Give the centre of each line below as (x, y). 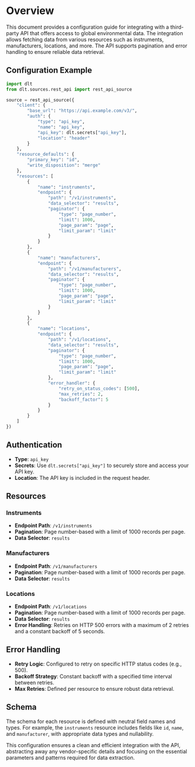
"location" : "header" (64, 138)
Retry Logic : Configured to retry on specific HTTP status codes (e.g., (98, 664)
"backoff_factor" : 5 (83, 400)
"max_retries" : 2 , (81, 394)
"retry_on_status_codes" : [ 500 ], (99, 388)
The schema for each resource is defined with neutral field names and (91, 721)
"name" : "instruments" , (66, 187)
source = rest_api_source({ (40, 100)
